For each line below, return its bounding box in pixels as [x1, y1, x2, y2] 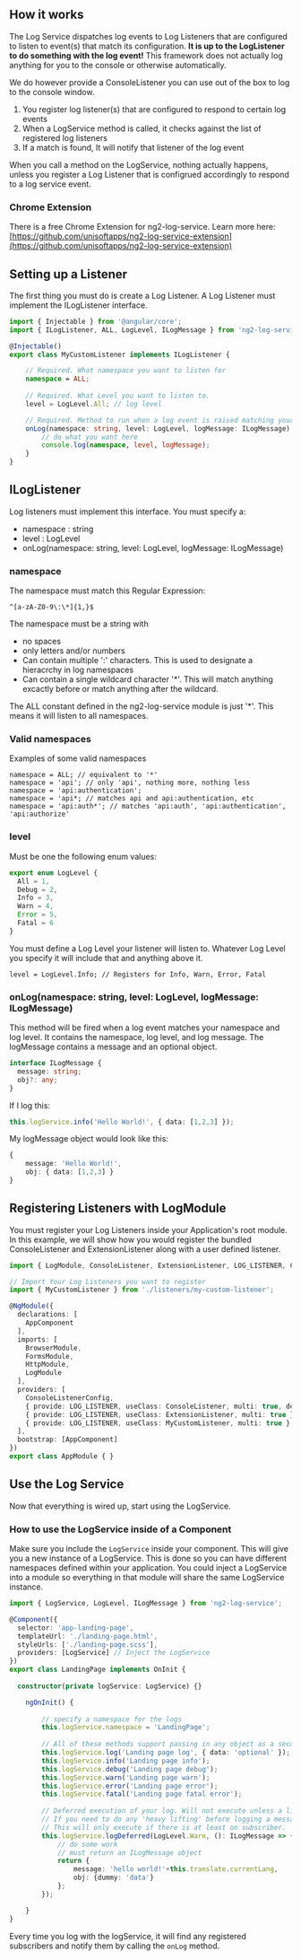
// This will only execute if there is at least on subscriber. [41, 1823, 287, 1832]
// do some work [56, 1840, 118, 1849]
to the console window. [9, 86, 95, 97]
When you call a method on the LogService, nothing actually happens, [9, 159, 269, 170]
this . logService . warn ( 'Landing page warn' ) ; [41, 1772, 211, 1782]
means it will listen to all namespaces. [9, 711, 149, 722]
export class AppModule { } [9, 1452, 115, 1461]
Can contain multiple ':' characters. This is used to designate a [21, 655, 254, 666]
